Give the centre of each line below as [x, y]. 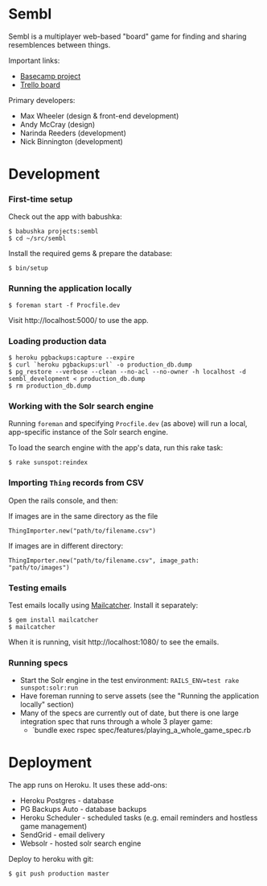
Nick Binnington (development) [71, 141]
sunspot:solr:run [49, 688]
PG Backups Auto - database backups [83, 809]
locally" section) [47, 705]
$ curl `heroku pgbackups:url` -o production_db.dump [101, 365]
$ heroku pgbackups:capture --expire [72, 358]
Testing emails [37, 587]
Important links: [34, 60]
